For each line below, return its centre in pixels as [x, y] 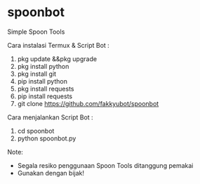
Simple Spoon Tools [36, 32]
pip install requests [45, 96]
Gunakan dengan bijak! [51, 173]
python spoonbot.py [47, 138]
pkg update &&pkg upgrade [57, 59]
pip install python [42, 81]
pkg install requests [46, 88]
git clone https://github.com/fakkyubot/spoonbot [88, 103]
